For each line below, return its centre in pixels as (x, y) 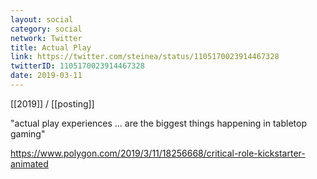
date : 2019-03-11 (46, 76)
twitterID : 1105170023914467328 (77, 66)
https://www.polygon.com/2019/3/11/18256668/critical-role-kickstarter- (158, 153)
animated (29, 163)
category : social (46, 29)
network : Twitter (46, 38)
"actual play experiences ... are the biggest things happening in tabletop (158, 123)
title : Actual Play (51, 47)
